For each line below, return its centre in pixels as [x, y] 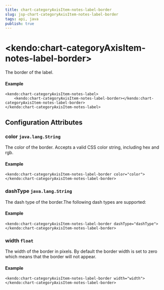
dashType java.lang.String [39, 191]
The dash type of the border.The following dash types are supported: [76, 202]
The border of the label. [29, 72]
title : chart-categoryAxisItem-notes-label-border [58, 10]
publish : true [20, 24]
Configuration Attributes [44, 122]
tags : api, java [22, 19]
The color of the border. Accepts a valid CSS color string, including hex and [82, 147]
